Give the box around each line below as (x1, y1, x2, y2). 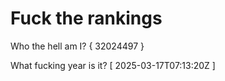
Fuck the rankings (10, 7, 163, 30)
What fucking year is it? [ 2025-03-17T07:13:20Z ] (10, 59, 216, 71)
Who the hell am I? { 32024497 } (10, 40, 145, 52)
